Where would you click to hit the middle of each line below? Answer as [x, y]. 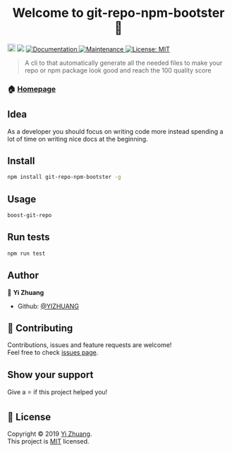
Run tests [29, 237]
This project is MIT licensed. [48, 441]
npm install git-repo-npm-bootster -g [64, 177]
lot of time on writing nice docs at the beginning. [78, 139]
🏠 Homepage [32, 89]
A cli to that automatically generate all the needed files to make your [123, 63]
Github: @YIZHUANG [48, 306]
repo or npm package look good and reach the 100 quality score [118, 70]
